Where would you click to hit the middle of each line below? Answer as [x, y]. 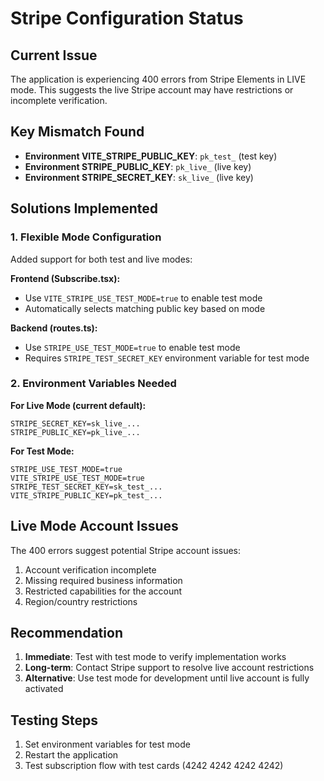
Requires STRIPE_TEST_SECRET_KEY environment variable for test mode [167, 358]
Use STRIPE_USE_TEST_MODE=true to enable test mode [132, 347]
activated [44, 689]
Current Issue [54, 55]
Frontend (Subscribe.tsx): [65, 278]
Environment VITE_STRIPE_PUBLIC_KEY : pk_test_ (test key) [151, 156]
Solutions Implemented [84, 208]
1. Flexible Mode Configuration [86, 237]
